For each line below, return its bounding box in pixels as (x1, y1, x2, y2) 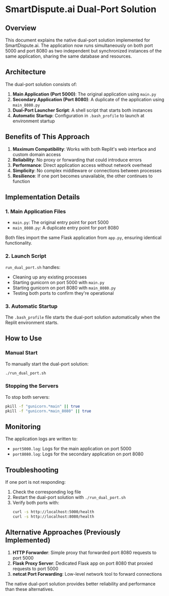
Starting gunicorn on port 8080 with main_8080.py (12, 285, 116, 291)
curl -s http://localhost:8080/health (12, 514, 94, 519)
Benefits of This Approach (5, 132, 90, 141)
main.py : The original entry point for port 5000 (12, 219, 109, 225)
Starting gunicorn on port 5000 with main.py (12, 279, 105, 285)
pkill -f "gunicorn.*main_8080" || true (5, 408, 92, 414)
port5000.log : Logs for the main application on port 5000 (12, 446, 132, 452)
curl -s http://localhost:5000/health (12, 510, 94, 515)
